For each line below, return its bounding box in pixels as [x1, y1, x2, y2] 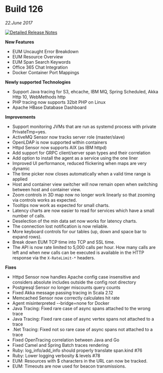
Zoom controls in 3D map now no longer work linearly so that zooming [12, 192, 155, 198]
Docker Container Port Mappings [12, 69, 80, 75]
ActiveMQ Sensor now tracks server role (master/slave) [12, 134, 125, 140]
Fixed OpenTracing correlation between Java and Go [12, 337, 120, 343]
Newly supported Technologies [5, 79, 71, 85]
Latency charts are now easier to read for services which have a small [12, 207, 155, 213]
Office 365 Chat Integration [12, 64, 68, 70]
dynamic [12, 166, 31, 171]
